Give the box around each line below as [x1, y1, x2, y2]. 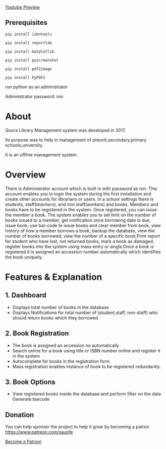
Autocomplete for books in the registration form [12, 358, 110, 364]
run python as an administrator [5, 84, 68, 90]
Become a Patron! [5, 439, 42, 445]
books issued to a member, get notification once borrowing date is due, [5, 217, 151, 223]
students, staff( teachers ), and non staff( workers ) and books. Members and [5, 201, 159, 207]
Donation [5, 410, 34, 419]
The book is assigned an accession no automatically [12, 342, 119, 348]
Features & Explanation [5, 271, 103, 282]
